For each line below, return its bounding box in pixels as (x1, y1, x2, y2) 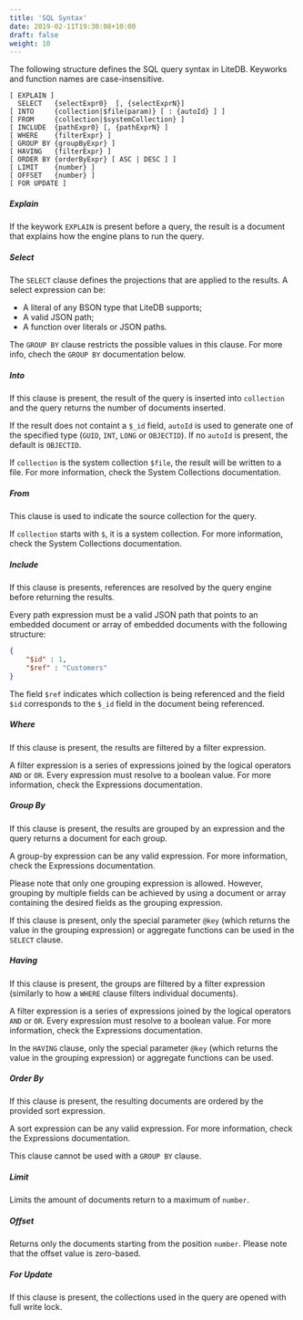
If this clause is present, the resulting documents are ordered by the (9, 1096, 264, 1107)
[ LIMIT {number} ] (9, 163, 96, 172)
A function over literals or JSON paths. (22, 321, 167, 333)
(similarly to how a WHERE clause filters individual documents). (9, 987, 238, 999)
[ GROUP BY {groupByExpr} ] (9, 139, 116, 149)
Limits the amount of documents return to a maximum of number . (9, 1194, 250, 1205)
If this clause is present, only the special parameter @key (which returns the (9, 914, 291, 926)
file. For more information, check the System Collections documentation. (9, 467, 281, 478)
